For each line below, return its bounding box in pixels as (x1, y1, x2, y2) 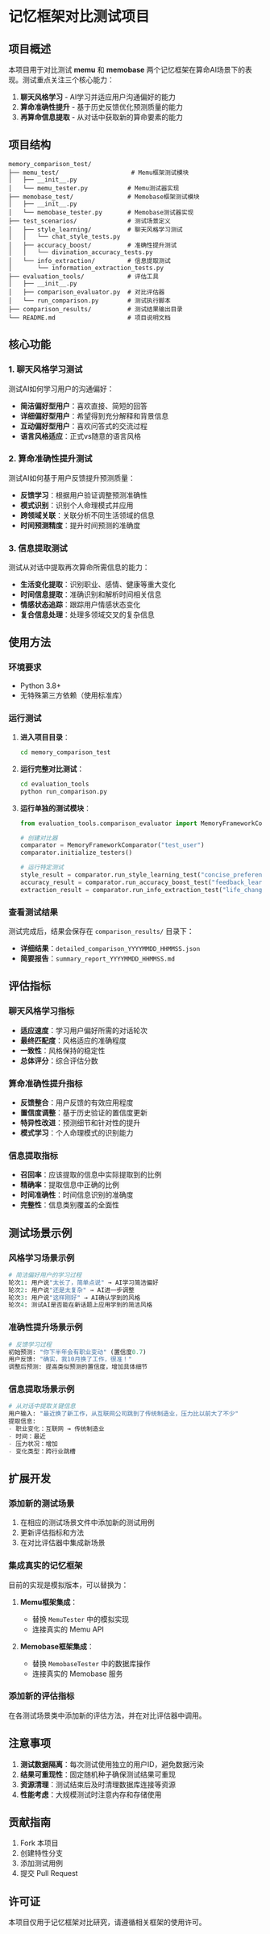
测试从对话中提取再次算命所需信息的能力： (8, 562, 150, 573)
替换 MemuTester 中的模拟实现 (31, 1614, 130, 1623)
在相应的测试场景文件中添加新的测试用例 (19, 1518, 155, 1528)
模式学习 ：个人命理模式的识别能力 (19, 1127, 134, 1137)
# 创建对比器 (19, 834, 58, 842)
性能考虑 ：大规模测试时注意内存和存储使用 (19, 1790, 162, 1799)
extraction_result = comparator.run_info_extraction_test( (19, 886, 223, 894)
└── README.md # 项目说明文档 (8, 314, 171, 322)
